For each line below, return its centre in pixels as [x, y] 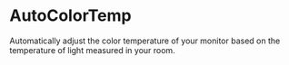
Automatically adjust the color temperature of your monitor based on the [145, 41]
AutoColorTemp [70, 16]
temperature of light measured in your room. [92, 50]
